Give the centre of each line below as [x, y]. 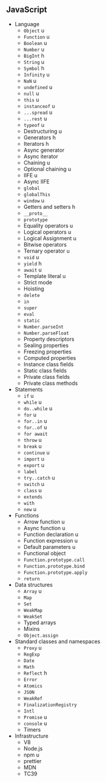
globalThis [37, 194]
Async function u [44, 528]
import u [34, 458]
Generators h [40, 137]
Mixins [32, 628]
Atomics [33, 686]
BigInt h [34, 55]
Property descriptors [49, 339]
